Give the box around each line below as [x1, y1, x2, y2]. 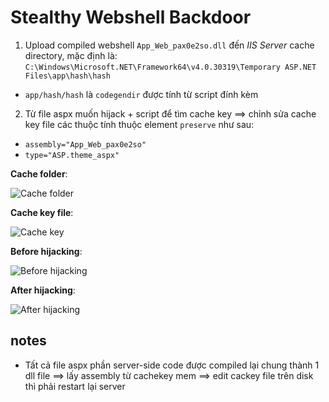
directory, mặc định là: [24, 49, 118, 61]
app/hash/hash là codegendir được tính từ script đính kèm [24, 88, 259, 100]
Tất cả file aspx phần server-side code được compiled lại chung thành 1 [24, 359, 320, 371]
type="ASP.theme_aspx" [24, 150, 120, 160]
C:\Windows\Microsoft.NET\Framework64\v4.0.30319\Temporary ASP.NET [24, 62, 317, 72]
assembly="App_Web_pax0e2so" [24, 139, 147, 150]
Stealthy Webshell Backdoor [10, 6, 252, 29]
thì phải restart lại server [24, 380, 126, 392]
